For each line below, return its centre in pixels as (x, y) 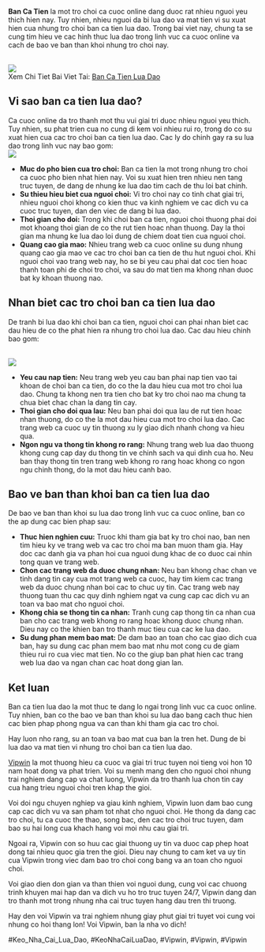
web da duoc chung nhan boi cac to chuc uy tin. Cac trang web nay (130, 587)
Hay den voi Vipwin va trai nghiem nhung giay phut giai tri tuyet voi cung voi (132, 916)
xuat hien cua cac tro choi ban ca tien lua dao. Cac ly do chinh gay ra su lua (131, 137)
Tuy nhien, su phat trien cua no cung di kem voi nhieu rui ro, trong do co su (130, 129)
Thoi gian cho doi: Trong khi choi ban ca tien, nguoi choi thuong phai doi (138, 219)
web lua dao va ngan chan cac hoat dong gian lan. (101, 663)
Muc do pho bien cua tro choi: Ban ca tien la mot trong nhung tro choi (134, 168)
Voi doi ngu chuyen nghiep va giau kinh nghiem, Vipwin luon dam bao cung (131, 803)
